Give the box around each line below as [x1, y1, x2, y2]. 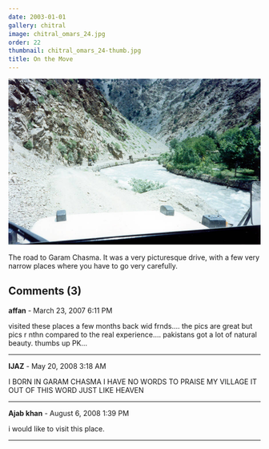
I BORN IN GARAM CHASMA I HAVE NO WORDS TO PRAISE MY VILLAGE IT [8, 377, 258, 386]
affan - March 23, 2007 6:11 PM [8, 305, 113, 315]
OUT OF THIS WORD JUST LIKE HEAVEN [8, 385, 144, 394]
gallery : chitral [8, 21, 66, 30]
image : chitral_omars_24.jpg [8, 30, 106, 38]
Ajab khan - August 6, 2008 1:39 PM [8, 408, 130, 418]
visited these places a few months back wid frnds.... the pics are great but [8, 321, 253, 330]
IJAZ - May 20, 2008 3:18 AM [8, 361, 106, 370]
